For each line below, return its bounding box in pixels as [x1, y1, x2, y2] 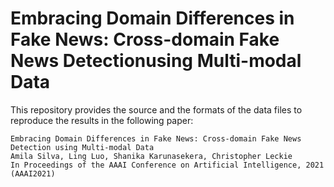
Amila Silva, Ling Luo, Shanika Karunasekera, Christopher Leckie [10, 151, 293, 161]
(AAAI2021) [10, 168, 56, 179]
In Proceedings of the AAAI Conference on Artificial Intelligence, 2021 [10, 160, 325, 170]
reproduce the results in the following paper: [10, 114, 194, 126]
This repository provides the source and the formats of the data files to [10, 103, 303, 116]
